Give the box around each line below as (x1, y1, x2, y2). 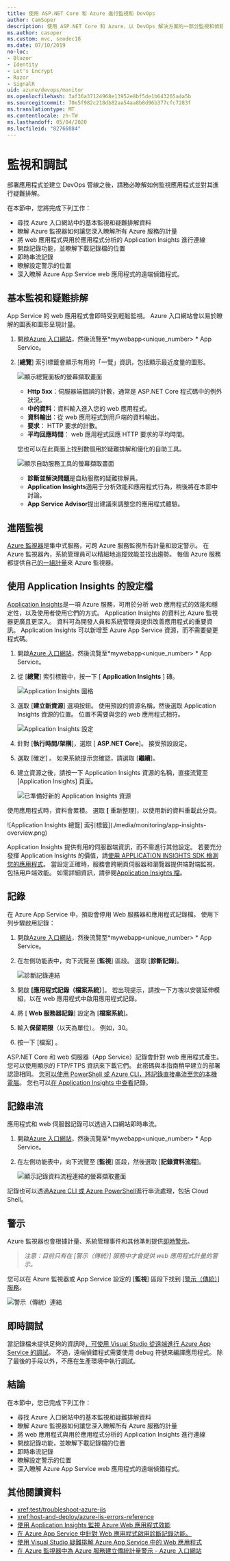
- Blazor (7, 55, 32, 62)
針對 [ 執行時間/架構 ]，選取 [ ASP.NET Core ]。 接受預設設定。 (16, 739, 191, 748)
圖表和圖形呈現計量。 (18, 320, 79, 328)
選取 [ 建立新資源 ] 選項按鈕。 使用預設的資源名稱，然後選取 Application (16, 701, 216, 710)
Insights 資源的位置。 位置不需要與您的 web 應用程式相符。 (16, 710, 184, 718)
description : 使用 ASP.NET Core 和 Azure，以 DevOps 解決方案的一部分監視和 (7, 23, 214, 30)
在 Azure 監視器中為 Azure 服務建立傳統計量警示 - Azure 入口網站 (16, 1547, 202, 1555)
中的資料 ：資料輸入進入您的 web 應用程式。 (27, 405, 151, 413)
